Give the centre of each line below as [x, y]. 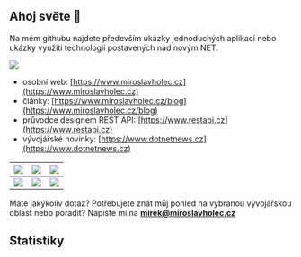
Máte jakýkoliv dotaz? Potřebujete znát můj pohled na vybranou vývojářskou [150, 203]
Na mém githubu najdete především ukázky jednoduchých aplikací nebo [143, 38]
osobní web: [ [48, 81]
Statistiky [37, 241]
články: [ [38, 100]
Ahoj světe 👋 [45, 17]
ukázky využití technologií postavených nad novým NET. [114, 47]
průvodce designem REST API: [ [82, 120]
